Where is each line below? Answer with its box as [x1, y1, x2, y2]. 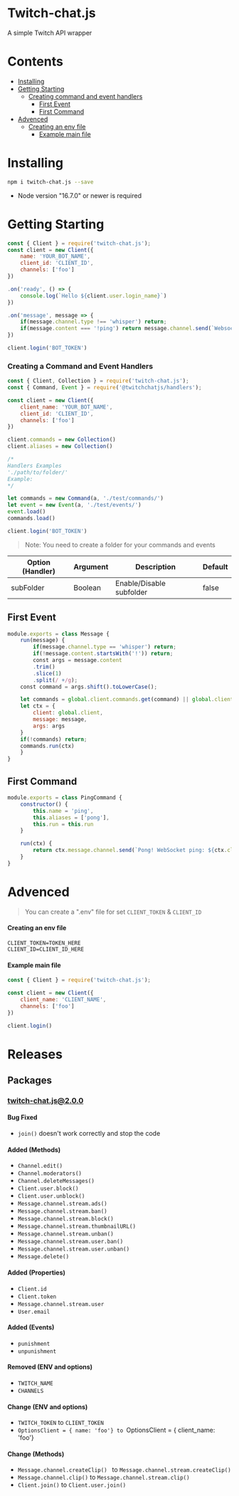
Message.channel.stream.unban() [17, 1231, 114, 1238]
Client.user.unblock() [17, 1193, 85, 1200]
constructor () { [20, 801, 69, 808]
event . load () [7, 508, 46, 515]
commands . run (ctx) [20, 742, 75, 749]
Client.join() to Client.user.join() [17, 1480, 127, 1489]
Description [134, 562, 176, 571]
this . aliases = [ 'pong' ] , [33, 813, 110, 821]
